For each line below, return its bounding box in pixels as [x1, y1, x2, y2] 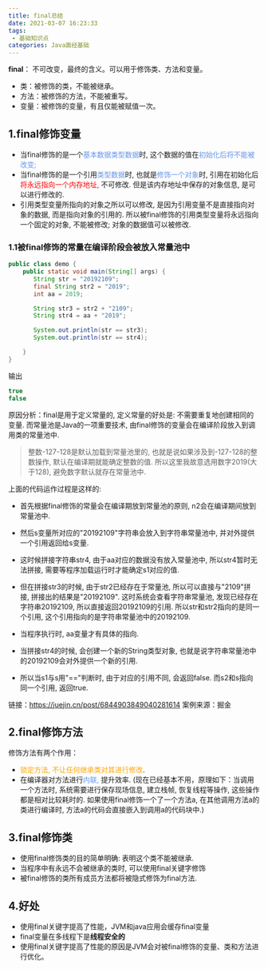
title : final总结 [8, 11, 64, 20]
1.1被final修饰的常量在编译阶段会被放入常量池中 [8, 241, 191, 253]
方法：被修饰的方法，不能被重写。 [19, 91, 132, 101]
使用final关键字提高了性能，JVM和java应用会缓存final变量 [19, 922, 210, 931]
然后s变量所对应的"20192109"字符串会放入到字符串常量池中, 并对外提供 [19, 528, 255, 537]
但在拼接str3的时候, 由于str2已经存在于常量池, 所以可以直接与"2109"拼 [19, 581, 251, 592]
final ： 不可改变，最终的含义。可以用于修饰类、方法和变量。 [8, 65, 207, 74]
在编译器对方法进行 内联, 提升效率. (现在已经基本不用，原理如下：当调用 [19, 775, 254, 784]
